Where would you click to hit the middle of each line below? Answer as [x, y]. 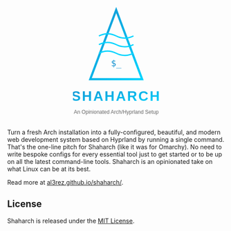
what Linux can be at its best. [49, 169]
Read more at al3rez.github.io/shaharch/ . [65, 182]
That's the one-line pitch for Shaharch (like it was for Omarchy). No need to [115, 147]
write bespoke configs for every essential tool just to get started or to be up [115, 154]
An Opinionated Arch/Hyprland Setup [116, 112]
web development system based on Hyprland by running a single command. [116, 139]
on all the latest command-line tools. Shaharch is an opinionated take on [110, 161]
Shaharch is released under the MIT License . [71, 221]
